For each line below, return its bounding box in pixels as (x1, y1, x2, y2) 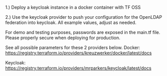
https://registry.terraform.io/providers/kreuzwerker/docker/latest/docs (5, 50, 152, 56)
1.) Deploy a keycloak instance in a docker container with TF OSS (5, 5, 141, 10)
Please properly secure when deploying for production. (5, 35, 120, 41)
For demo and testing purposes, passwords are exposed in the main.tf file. (5, 29, 160, 35)
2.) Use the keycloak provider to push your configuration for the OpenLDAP (5, 14, 162, 20)
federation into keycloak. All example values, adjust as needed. (5, 20, 137, 25)
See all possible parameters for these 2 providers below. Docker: (5, 45, 141, 50)
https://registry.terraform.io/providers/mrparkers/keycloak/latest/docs (5, 65, 152, 71)
